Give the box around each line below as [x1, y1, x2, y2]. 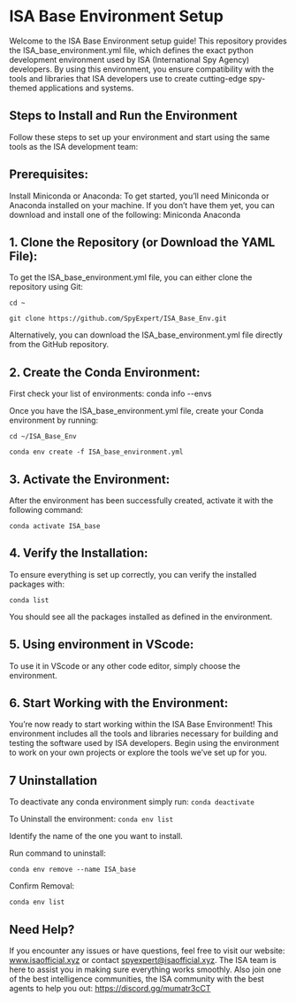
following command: [9, 505, 84, 515]
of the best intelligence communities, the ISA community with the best [9, 974, 265, 984]
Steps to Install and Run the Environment [9, 108, 238, 123]
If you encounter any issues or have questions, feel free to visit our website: [9, 945, 285, 956]
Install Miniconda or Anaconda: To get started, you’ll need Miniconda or [9, 190, 269, 201]
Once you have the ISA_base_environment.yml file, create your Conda [9, 406, 264, 416]
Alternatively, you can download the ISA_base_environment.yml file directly [9, 330, 283, 340]
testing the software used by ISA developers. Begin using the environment [9, 738, 280, 749]
